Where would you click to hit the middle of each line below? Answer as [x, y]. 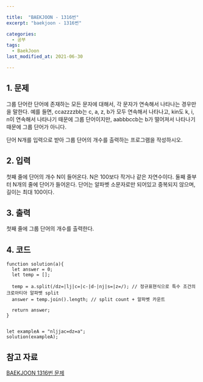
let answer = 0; [32, 270]
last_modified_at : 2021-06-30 [45, 57]
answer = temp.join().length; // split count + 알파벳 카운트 [89, 300]
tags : [13, 45]
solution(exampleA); [33, 337]
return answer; [31, 310]
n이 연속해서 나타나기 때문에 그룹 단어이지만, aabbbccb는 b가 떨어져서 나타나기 [101, 119]
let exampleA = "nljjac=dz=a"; [46, 332]
